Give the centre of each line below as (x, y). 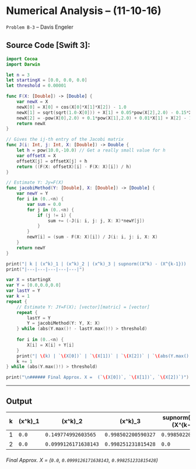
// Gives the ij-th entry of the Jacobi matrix (65, 139)
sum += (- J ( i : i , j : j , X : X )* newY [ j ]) (96, 220)
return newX (31, 123)
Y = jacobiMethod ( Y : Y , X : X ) (64, 323)
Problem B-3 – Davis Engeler (40, 27)
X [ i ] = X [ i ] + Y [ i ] (51, 345)
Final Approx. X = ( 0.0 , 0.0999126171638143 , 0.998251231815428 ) (82, 460)
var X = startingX (28, 280)
